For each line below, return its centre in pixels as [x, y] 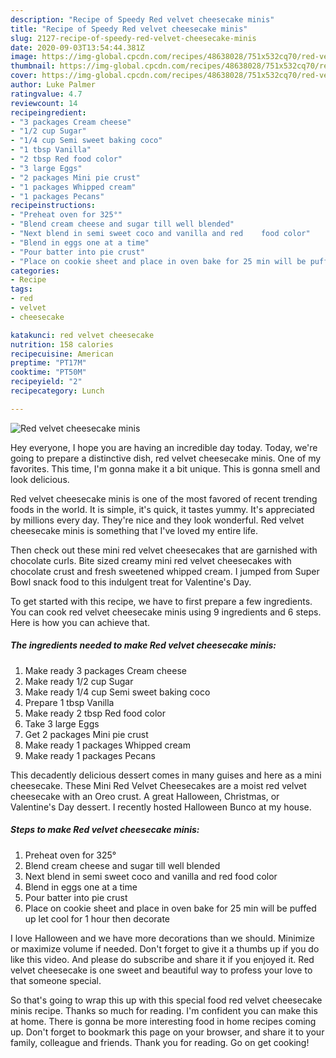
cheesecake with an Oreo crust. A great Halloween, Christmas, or [145, 796]
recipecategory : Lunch [57, 391]
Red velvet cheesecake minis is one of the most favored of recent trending [164, 498]
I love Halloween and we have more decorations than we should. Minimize [162, 938]
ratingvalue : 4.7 [46, 94]
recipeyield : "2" [46, 382]
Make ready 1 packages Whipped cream [107, 745]
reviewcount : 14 [44, 103]
